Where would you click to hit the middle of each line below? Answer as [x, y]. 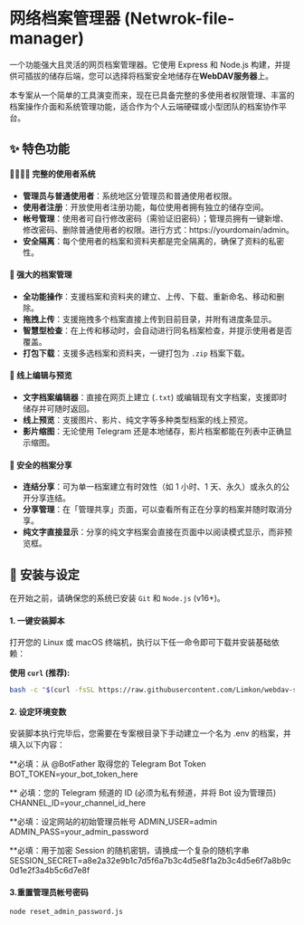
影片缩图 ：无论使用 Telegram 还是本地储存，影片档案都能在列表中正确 [153, 431]
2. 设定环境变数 [38, 711]
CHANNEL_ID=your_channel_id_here [78, 803]
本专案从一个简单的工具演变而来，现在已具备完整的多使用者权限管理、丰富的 [152, 95]
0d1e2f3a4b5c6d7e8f [50, 871]
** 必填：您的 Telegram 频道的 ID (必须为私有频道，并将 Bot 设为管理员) [143, 793]
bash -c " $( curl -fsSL [52, 690]
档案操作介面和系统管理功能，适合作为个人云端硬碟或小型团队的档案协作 [144, 106]
